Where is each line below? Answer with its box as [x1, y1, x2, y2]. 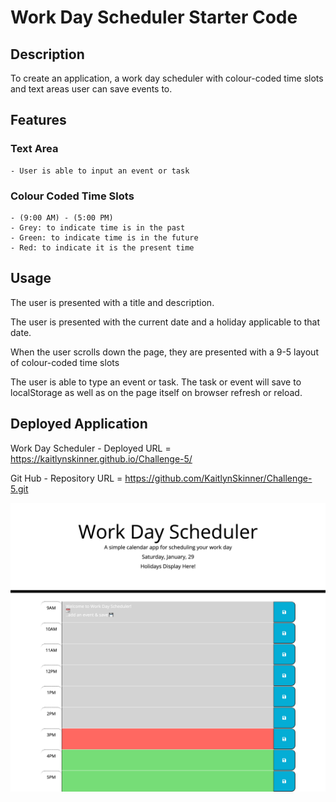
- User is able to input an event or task [10, 166, 190, 176]
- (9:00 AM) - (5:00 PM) [10, 212, 114, 223]
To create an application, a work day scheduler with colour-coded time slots [10, 72, 324, 84]
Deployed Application [10, 416, 148, 433]
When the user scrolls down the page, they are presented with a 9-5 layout [10, 346, 319, 358]
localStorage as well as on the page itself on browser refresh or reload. [10, 386, 303, 398]
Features [10, 112, 67, 129]
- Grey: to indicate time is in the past [10, 222, 186, 233]
